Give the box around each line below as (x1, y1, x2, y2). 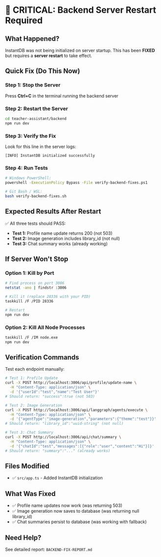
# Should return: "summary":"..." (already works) (5, 448, 111, 453)
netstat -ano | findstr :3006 (5, 285, 67, 291)
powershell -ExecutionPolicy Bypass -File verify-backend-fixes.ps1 (5, 180, 148, 185)
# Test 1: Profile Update (5, 376, 58, 381)
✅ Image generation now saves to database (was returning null (12, 508, 139, 514)
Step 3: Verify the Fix (5, 132, 56, 139)
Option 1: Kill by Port (5, 269, 55, 276)
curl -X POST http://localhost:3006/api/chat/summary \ (5, 435, 121, 440)
